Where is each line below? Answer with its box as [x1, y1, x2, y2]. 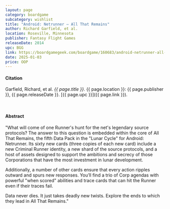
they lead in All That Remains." [5, 198, 69, 204]
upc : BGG [5, 45, 24, 50]
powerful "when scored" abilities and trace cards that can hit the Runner [5, 177, 156, 183]
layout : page [5, 7, 33, 13]
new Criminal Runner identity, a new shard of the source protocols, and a [5, 146, 157, 152]
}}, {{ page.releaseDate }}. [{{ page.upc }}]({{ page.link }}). [5, 92, 128, 98]
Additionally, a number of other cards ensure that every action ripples [5, 166, 150, 172]
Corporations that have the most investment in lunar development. [5, 157, 143, 163]
